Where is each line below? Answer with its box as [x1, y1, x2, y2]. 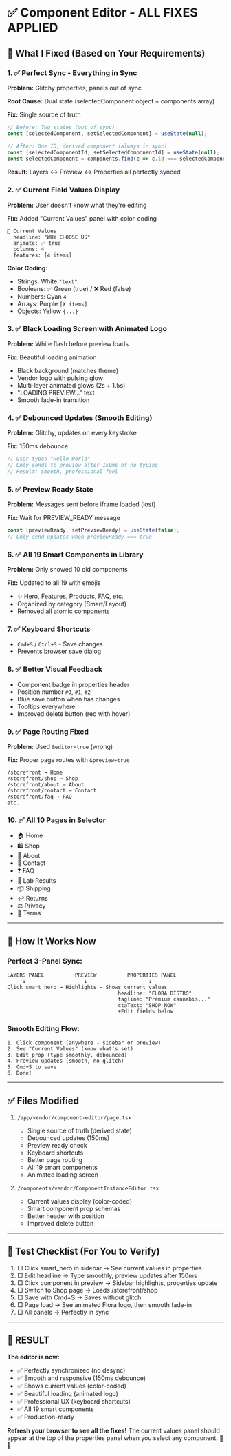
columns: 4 [13, 246, 45, 252]
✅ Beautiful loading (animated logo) [16, 1389, 119, 1397]
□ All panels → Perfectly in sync [16, 1308, 109, 1316]
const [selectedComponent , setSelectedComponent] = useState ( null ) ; [7, 130, 208, 137]
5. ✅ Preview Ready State [7, 484, 94, 494]
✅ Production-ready [16, 1413, 74, 1421]
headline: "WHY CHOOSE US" [13, 233, 91, 241]
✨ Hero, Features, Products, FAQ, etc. [16, 592, 124, 601]
